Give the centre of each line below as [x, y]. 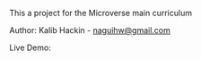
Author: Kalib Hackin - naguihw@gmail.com [90, 30]
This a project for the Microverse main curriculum [101, 13]
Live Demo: [30, 47]
